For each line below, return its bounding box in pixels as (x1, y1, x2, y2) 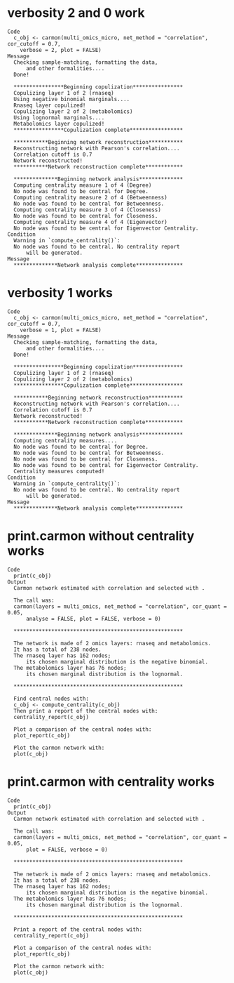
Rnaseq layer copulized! (13, 102, 86, 109)
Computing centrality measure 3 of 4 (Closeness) (13, 206, 161, 213)
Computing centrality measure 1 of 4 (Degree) (13, 181, 152, 189)
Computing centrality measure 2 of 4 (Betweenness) (13, 194, 168, 201)
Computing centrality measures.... (13, 437, 118, 444)
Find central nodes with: (13, 695, 90, 702)
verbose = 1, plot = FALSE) (20, 326, 102, 334)
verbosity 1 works (7, 285, 113, 301)
